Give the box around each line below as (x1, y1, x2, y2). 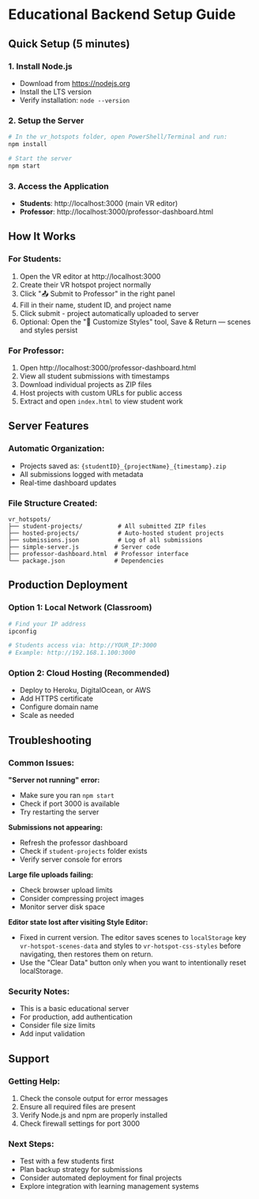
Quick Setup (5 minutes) (8, 37, 130, 51)
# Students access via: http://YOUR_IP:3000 (8, 641, 157, 649)
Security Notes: (8, 986, 70, 997)
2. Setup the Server (8, 115, 84, 126)
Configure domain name (19, 702, 99, 712)
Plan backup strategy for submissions (19, 1165, 143, 1175)
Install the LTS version (19, 87, 92, 96)
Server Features (8, 419, 89, 433)
